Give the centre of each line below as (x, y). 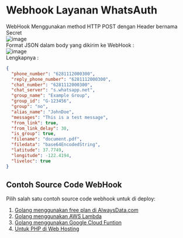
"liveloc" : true (31, 161)
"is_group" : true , (34, 134)
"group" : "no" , (30, 107)
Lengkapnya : (23, 57)
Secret (14, 32)
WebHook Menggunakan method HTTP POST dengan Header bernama (92, 26)
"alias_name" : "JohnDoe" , (43, 112)
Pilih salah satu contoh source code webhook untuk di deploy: (81, 199)
